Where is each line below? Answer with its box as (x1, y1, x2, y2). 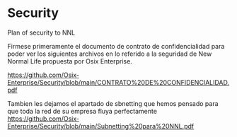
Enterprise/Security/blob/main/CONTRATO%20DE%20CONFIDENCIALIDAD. (7, 78, 230, 86)
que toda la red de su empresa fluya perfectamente (7, 107, 158, 115)
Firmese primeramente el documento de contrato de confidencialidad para (7, 42, 225, 50)
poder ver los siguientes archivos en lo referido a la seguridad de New (7, 49, 212, 58)
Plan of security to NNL (7, 28, 76, 37)
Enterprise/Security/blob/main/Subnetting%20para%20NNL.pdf (7, 121, 195, 130)
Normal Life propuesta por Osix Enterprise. (7, 56, 132, 65)
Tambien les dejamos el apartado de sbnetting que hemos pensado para (7, 99, 219, 107)
